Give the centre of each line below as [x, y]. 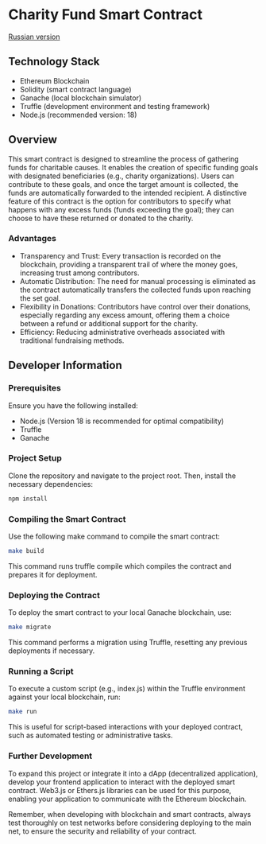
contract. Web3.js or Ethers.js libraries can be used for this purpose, [120, 790]
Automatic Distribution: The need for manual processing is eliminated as [138, 281]
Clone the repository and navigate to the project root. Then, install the [122, 476]
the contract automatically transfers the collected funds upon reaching [135, 290]
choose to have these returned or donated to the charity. [101, 218]
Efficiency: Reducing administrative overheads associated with [122, 332]
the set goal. [40, 298]
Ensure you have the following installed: [73, 405]
